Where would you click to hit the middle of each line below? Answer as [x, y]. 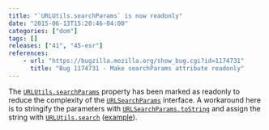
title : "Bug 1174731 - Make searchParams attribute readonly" [137, 69]
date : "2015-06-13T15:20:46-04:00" [68, 23]
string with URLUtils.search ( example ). [73, 117]
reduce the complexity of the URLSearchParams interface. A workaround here [135, 100]
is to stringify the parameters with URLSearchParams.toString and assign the [134, 108]
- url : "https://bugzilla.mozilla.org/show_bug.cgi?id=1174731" [134, 61]
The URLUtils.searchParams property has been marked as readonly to [124, 91]
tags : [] [23, 38]
